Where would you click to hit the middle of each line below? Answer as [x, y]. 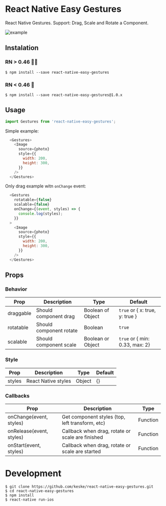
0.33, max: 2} [135, 345]
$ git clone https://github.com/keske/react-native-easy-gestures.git [79, 486]
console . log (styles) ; [41, 214]
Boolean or [97, 339]
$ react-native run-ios [30, 500]
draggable [20, 314]
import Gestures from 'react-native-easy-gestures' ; [61, 121]
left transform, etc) [83, 423]
